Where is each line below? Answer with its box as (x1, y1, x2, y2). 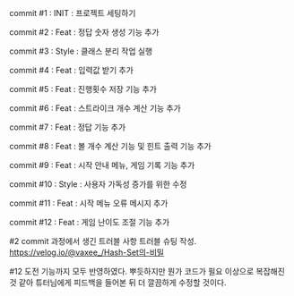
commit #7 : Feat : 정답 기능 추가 (9, 122, 126, 132)
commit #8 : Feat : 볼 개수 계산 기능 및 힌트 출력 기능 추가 (9, 141, 212, 151)
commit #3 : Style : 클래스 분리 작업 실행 (9, 46, 153, 56)
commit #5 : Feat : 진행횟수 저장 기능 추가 (9, 84, 157, 94)
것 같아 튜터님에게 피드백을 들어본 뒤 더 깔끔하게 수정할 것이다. (9, 277, 227, 288)
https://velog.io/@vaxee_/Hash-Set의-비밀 (9, 247, 164, 258)
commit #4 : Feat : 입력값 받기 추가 (9, 65, 134, 75)
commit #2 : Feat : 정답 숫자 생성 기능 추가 (9, 27, 160, 38)
